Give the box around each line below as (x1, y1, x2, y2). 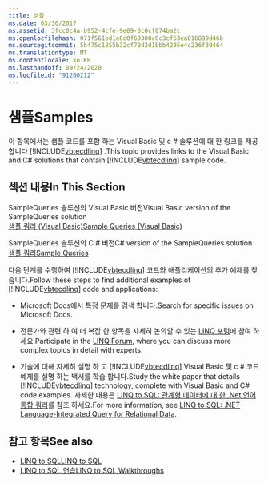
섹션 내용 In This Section (8, 180, 126, 194)
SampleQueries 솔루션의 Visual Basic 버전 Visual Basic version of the (8, 203, 231, 213)
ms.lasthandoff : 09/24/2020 (8, 64, 102, 72)
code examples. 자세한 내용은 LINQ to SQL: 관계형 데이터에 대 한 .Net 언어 (19, 390, 257, 400)
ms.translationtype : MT (8, 49, 88, 57)
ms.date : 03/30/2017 (8, 19, 78, 27)
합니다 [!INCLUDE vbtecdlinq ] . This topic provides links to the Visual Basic (8, 146, 250, 156)
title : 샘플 (8, 11, 46, 20)
